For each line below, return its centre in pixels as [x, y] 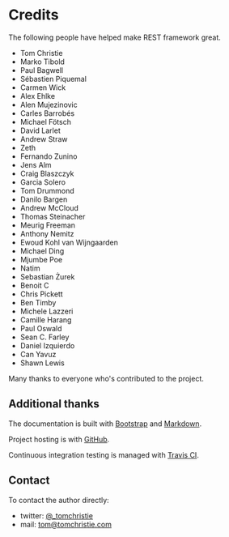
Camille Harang [46, 320]
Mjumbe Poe [41, 259]
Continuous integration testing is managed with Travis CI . [104, 454]
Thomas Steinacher [53, 216]
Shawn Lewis [42, 363]
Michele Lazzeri [47, 311]
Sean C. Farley [45, 337]
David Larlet [40, 130]
